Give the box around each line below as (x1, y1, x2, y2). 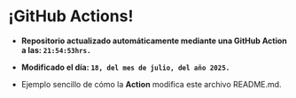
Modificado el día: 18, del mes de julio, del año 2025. (20, 62, 230, 72)
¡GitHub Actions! (8, 6, 134, 26)
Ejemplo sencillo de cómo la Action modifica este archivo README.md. (20, 79, 282, 89)
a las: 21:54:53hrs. (20, 44, 91, 55)
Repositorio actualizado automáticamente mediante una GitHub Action (20, 35, 287, 46)
